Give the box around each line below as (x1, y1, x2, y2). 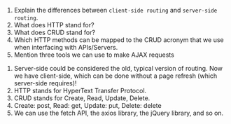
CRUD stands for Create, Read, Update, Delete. (13, 94, 150, 102)
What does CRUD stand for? (13, 28, 96, 36)
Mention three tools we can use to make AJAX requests (13, 50, 175, 59)
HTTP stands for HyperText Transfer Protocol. (13, 87, 147, 95)
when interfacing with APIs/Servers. (13, 43, 118, 51)
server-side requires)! (13, 79, 77, 87)
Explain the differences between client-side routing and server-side (13, 6, 218, 14)
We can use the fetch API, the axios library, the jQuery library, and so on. (13, 109, 224, 117)
